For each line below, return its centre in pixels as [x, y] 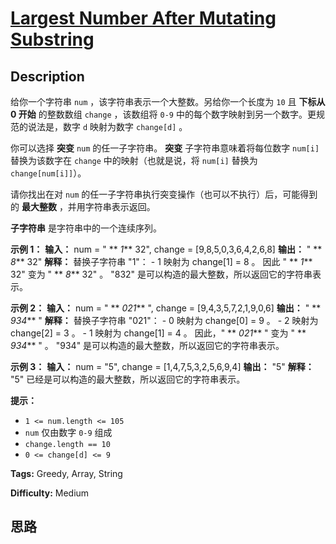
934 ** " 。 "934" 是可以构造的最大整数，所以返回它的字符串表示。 [147, 345]
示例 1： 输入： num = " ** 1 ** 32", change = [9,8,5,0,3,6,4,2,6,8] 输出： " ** [166, 249]
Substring [52, 39]
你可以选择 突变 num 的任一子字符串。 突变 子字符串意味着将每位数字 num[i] [165, 148]
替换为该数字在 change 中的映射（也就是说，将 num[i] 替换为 [134, 160]
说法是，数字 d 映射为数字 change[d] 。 [107, 126]
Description [47, 76]
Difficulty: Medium [50, 493]
